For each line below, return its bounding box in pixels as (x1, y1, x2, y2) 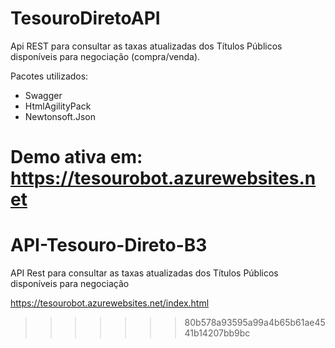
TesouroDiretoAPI (10, 7, 161, 30)
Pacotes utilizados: (10, 70, 89, 82)
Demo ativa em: (10, 146, 143, 169)
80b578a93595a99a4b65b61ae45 (184, 317, 326, 329)
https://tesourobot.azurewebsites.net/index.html (10, 297, 210, 309)
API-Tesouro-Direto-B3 (10, 234, 208, 257)
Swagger (24, 89, 63, 101)
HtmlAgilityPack (24, 100, 92, 112)
